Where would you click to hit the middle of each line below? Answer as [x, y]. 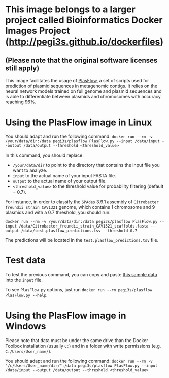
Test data [25, 261]
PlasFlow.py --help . [26, 295]
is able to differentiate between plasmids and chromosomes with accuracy [83, 97]
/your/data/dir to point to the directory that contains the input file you [86, 165]
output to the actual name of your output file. [59, 181]
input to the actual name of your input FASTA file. [64, 175]
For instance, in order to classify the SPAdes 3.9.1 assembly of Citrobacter [82, 202]
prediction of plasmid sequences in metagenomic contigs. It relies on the [81, 86]
